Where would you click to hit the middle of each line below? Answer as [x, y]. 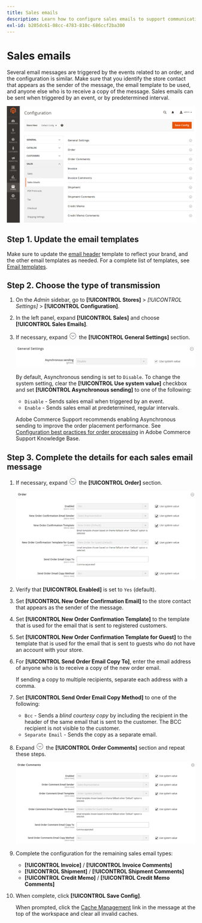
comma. [25, 686]
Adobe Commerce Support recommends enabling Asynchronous [96, 419]
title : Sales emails [33, 13]
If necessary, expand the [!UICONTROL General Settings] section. [103, 337]
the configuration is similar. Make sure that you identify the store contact [97, 79]
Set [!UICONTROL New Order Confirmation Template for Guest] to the [103, 637]
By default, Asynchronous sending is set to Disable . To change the [98, 377]
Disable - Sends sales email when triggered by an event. [94, 401]
